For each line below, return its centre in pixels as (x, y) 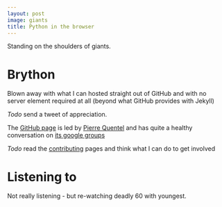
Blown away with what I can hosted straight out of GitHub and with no (107, 94)
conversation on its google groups (56, 135)
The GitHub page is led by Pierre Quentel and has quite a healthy (100, 128)
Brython (31, 74)
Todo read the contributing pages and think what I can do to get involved (111, 149)
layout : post (26, 14)
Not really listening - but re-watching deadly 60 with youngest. (97, 196)
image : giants (28, 20)
